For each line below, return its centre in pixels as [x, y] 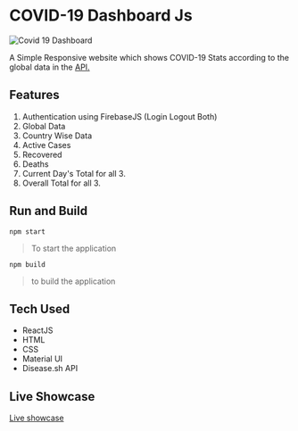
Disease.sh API [50, 369]
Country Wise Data [57, 136]
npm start [28, 232]
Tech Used [40, 309]
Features [34, 95]
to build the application [73, 281]
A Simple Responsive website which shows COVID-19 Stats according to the [149, 57]
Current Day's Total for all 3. [74, 173]
